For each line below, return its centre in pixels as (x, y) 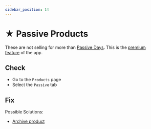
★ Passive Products (47, 33)
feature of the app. (24, 52)
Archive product (28, 121)
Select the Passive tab (34, 85)
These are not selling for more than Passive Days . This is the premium (75, 47)
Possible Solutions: (24, 112)
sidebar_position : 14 (27, 10)
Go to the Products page (36, 80)
